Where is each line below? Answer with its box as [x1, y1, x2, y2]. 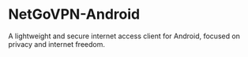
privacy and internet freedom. [8, 39, 105, 48]
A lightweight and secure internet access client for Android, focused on [8, 31, 241, 41]
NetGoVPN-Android [8, 5, 141, 23]
